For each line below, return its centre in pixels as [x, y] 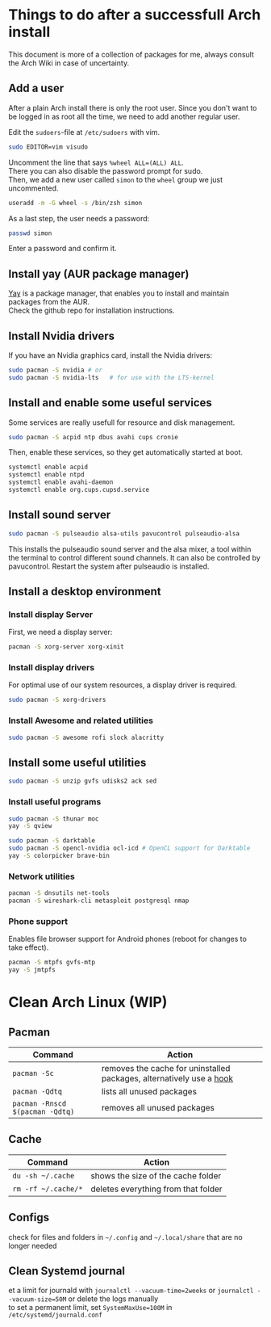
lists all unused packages [149, 1091]
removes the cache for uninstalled [166, 1068]
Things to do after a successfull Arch [135, 15]
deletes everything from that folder [157, 1189]
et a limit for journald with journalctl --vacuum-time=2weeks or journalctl [131, 1291]
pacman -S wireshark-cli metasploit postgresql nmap [99, 901]
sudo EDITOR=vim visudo [48, 147]
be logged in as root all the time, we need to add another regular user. [124, 116]
